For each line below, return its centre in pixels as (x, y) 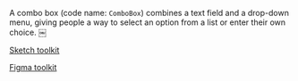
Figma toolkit (33, 67)
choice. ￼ (28, 32)
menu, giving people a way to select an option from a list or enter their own (148, 22)
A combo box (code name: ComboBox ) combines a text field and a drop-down (149, 13)
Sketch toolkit (34, 50)
